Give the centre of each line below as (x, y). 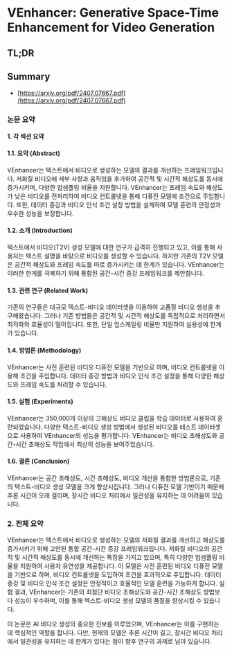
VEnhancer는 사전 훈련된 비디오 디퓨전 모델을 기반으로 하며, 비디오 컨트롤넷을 (113, 367)
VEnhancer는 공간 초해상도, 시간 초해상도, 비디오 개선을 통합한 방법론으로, (108, 478)
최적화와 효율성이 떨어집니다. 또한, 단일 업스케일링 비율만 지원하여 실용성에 (108, 324)
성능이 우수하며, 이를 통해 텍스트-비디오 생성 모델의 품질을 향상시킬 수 (108, 601)
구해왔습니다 (24, 316)
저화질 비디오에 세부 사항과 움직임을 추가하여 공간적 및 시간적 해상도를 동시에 (120, 179)
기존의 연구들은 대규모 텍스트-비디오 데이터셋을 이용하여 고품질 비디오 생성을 (110, 307)
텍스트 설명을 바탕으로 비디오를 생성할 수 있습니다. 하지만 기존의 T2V (118, 256)
